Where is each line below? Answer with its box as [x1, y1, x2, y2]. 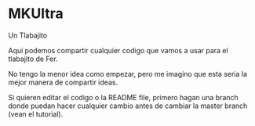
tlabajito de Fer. [8, 54, 58, 63]
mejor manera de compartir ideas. [8, 77, 118, 87]
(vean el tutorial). [8, 109, 64, 118]
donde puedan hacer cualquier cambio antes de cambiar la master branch [8, 101, 248, 110]
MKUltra [8, 5, 64, 23]
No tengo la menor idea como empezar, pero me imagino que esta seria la [8, 69, 248, 78]
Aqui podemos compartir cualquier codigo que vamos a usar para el [8, 45, 229, 55]
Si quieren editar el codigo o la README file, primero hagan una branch [8, 92, 239, 102]
